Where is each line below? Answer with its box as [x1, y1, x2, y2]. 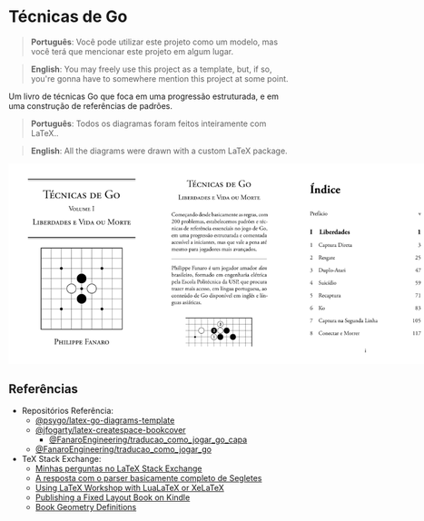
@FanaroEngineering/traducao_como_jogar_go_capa [48, 434, 248, 446]
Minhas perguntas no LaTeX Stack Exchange [35, 463, 202, 474]
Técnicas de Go [8, 6, 128, 27]
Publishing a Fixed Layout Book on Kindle [35, 492, 191, 503]
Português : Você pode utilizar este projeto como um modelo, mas [30, 36, 279, 47]
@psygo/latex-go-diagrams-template [35, 415, 175, 426]
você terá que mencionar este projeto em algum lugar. [30, 45, 233, 56]
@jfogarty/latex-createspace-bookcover [35, 425, 187, 436]
